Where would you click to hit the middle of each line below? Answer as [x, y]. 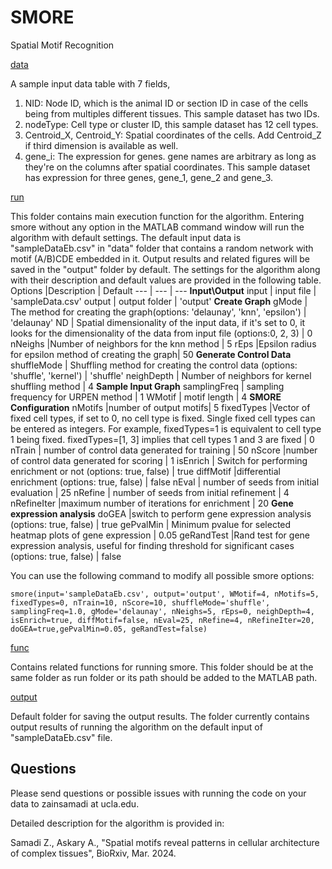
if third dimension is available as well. [101, 145]
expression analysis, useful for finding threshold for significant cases [152, 545]
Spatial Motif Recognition [62, 45]
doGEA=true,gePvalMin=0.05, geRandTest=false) [109, 629]
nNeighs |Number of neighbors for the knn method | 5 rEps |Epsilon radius [163, 343]
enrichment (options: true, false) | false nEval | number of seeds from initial [165, 482]
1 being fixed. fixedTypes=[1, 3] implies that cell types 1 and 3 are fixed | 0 [162, 439]
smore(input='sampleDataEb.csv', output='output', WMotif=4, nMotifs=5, [165, 594]
